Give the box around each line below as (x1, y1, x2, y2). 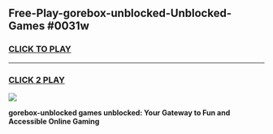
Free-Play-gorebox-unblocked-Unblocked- (8, 6, 232, 20)
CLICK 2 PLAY (8, 74, 65, 85)
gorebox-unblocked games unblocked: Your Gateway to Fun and (8, 107, 231, 117)
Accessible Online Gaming (8, 116, 100, 126)
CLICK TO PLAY (8, 44, 71, 55)
